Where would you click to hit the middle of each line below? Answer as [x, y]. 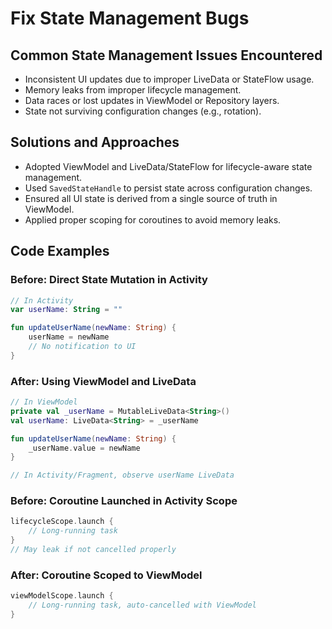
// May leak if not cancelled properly [93, 550]
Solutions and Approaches [95, 142]
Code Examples [60, 251]
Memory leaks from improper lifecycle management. [133, 90]
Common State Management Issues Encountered [166, 55]
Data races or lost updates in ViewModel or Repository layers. [152, 100]
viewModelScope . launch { [62, 596]
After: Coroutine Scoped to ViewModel [106, 575]
